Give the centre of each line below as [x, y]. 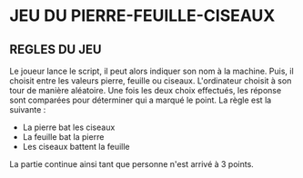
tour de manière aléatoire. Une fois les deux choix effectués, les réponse [146, 90]
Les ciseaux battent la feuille [76, 147]
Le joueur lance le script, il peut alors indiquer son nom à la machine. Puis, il [151, 71]
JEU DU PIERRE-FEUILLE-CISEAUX [142, 16]
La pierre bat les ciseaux [69, 127]
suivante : [28, 109]
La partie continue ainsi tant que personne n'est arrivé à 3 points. [132, 164]
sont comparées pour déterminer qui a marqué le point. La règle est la [141, 100]
